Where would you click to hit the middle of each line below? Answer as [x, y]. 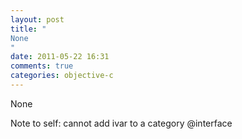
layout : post [37, 19]
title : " [28, 29]
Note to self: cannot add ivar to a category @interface [121, 123]
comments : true [42, 66]
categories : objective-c [62, 76]
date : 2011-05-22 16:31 [60, 57]
